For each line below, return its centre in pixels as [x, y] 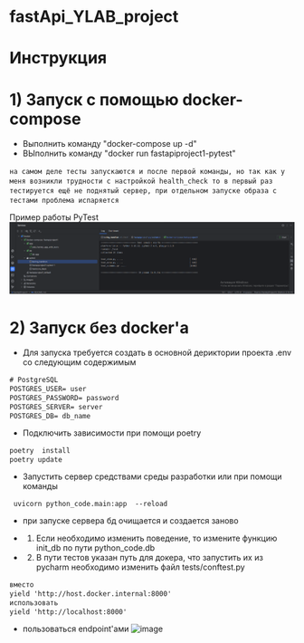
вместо [22, 585]
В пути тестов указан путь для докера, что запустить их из [150, 558]
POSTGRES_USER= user [48, 389]
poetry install [40, 451]
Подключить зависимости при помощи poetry [112, 433]
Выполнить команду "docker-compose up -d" [109, 144]
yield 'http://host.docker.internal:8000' [90, 594]
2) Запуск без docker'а [100, 327]
